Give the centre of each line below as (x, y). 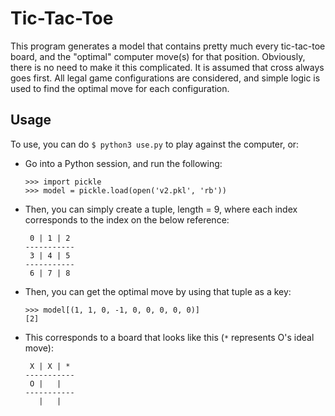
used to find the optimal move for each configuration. (120, 88)
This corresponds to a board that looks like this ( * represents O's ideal (169, 337)
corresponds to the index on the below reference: (127, 219)
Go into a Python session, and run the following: (123, 163)
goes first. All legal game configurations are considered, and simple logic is (165, 78)
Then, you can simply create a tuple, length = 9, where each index (161, 209)
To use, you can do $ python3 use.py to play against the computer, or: (155, 144)
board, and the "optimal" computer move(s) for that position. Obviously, (158, 56)
